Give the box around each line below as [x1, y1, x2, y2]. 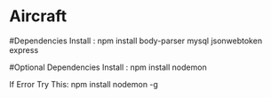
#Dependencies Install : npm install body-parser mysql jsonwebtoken [9, 35, 263, 46]
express [9, 44, 39, 55]
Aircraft [9, 6, 68, 26]
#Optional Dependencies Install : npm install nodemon [9, 62, 207, 72]
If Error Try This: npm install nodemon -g [9, 79, 158, 89]
